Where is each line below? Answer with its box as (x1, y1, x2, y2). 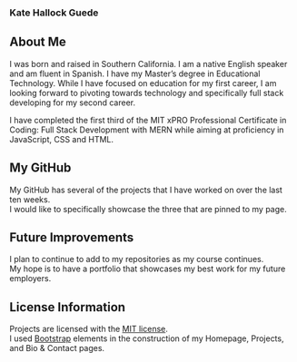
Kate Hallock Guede (9, 6, 99, 19)
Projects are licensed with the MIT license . (9, 324, 168, 335)
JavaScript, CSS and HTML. (9, 133, 114, 144)
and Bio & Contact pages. (9, 343, 105, 354)
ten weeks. (9, 193, 51, 205)
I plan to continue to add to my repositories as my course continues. (9, 254, 264, 265)
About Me (9, 34, 66, 50)
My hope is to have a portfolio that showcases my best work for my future (9, 263, 286, 274)
